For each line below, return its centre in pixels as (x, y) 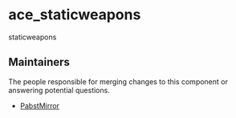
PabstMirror (40, 105)
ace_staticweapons (75, 15)
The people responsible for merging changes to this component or (118, 81)
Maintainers (39, 62)
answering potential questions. (59, 90)
